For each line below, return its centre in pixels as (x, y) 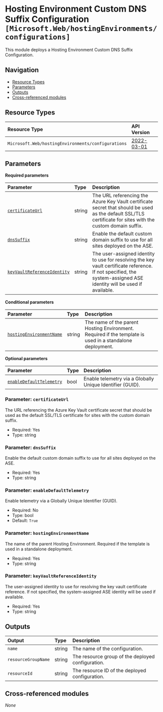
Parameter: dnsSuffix (31, 447)
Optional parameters (26, 359)
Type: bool (23, 515)
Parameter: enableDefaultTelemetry (47, 490)
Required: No (25, 510)
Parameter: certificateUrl (37, 399)
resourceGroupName (29, 659)
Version (140, 132)
